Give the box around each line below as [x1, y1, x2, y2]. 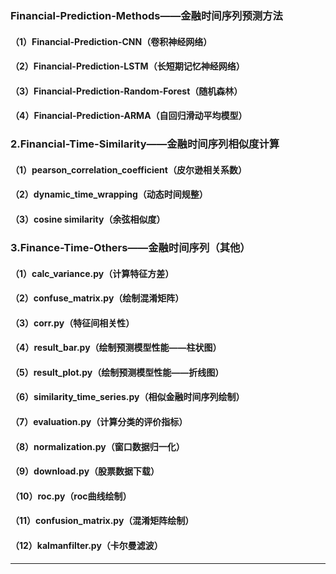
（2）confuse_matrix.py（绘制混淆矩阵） [10, 292, 185, 304]
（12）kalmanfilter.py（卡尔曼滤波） [10, 540, 163, 552]
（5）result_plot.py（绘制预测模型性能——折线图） [10, 366, 225, 378]
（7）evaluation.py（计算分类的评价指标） [10, 416, 188, 428]
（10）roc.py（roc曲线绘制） [10, 490, 132, 502]
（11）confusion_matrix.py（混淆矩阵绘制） [10, 515, 195, 527]
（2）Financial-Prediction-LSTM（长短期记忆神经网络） [10, 60, 245, 72]
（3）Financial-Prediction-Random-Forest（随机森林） [10, 85, 243, 97]
